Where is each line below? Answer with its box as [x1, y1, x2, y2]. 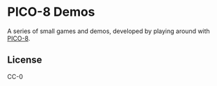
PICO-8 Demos [7, 4, 95, 20]
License [7, 54, 42, 66]
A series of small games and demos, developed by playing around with [7, 27, 210, 35]
